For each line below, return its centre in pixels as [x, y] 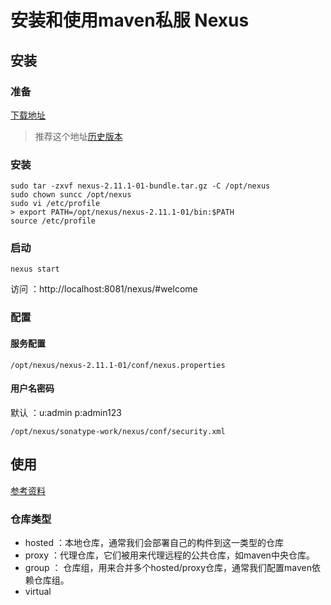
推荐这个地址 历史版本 [78, 136]
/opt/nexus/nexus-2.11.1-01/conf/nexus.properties [118, 365]
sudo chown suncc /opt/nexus [71, 195]
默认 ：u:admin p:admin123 [66, 412]
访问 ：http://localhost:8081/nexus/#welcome [104, 289]
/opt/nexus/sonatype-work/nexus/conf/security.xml [118, 431]
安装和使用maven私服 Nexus [130, 20]
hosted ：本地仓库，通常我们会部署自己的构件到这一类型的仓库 [154, 542]
